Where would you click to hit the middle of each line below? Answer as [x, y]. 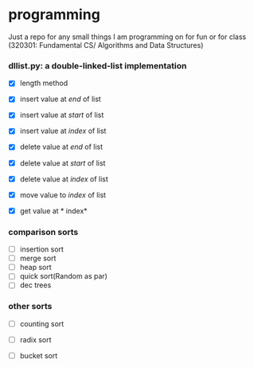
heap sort [35, 267]
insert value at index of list [63, 131]
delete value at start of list [63, 163]
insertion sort [41, 249]
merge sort [38, 258]
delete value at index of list [64, 179]
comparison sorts [43, 232]
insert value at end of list [60, 99]
